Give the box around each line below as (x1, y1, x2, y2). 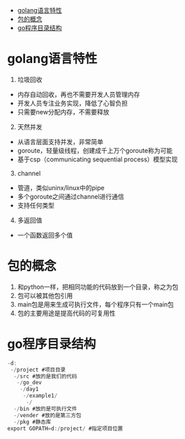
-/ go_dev (16, 379, 42, 386)
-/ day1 (20, 386, 39, 393)
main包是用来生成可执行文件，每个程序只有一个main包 (17, 300, 175, 309)
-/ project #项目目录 (10, 366, 66, 373)
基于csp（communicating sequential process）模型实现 (17, 155, 178, 163)
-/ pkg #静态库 (13, 418, 52, 426)
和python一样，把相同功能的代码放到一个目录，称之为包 (17, 283, 179, 291)
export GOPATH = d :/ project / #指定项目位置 (7, 425, 124, 432)
